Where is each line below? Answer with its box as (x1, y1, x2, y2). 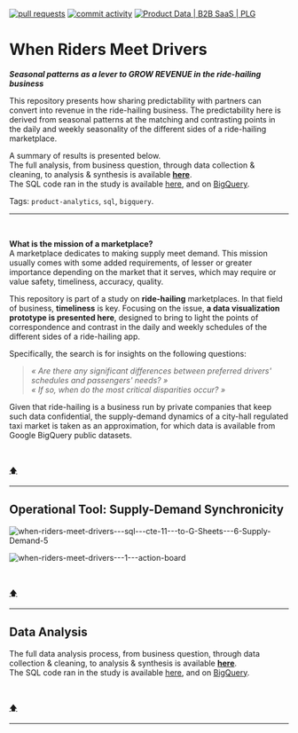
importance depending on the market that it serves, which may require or (9, 266, 277, 277)
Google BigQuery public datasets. (9, 430, 133, 440)
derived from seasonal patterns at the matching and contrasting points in (9, 114, 276, 124)
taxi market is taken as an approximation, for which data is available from (9, 420, 276, 430)
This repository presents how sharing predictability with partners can (9, 95, 262, 106)
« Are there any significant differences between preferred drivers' (30, 365, 272, 376)
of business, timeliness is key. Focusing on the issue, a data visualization (9, 303, 280, 313)
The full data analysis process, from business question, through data (9, 648, 260, 658)
